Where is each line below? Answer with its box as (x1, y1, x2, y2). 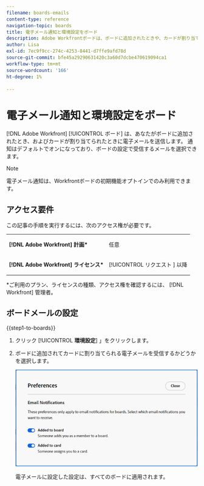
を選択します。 (15, 358, 53, 365)
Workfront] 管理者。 (6, 288, 56, 296)
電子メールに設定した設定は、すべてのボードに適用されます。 (15, 473, 169, 480)
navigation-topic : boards (6, 22, 72, 28)
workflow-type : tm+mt (6, 61, 61, 67)
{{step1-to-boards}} (6, 324, 56, 331)
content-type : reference (6, 16, 69, 22)
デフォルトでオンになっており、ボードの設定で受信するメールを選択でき (16, 145, 197, 153)
